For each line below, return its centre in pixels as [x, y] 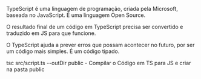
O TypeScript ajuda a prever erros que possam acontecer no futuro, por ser [100, 45]
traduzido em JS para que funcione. [51, 33]
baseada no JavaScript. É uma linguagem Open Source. [76, 15]
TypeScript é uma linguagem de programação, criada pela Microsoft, [92, 9]
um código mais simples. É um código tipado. [63, 51]
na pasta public [25, 69]
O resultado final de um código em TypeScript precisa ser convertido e [95, 27]
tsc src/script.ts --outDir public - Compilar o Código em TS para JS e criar [99, 63]
